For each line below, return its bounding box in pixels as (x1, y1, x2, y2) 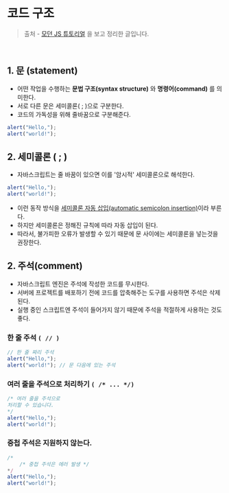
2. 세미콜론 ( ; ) (7, 151, 67, 163)
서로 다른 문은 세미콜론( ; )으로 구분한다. (16, 102, 124, 110)
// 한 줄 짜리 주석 (7, 349, 54, 356)
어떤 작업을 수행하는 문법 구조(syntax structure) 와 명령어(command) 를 (16, 84, 215, 93)
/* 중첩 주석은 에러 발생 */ (19, 461, 90, 468)
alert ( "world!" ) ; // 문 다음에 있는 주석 (7, 361, 116, 369)
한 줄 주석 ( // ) (7, 333, 60, 343)
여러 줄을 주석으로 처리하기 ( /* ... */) (7, 379, 135, 389)
